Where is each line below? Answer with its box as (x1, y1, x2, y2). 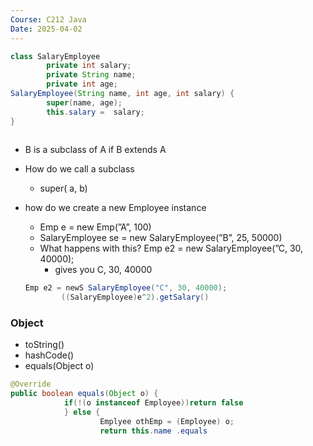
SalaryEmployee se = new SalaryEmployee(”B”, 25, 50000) (39, 232, 283, 244)
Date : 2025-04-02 (10, 24, 83, 34)
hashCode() (24, 349, 75, 361)
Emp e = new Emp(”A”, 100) (39, 221, 152, 233)
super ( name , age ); (46, 97, 123, 108)
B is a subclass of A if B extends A (24, 144, 167, 156)
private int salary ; (46, 61, 132, 71)
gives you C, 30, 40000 (54, 264, 153, 276)
